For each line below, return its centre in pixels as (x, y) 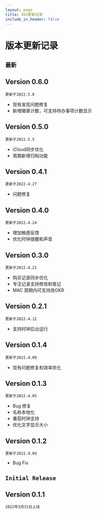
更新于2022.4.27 (21, 184)
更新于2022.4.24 (21, 223)
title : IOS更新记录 (24, 15)
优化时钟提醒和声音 (32, 239)
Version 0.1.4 (26, 345)
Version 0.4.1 (26, 172)
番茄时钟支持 (26, 418)
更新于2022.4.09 (21, 358)
